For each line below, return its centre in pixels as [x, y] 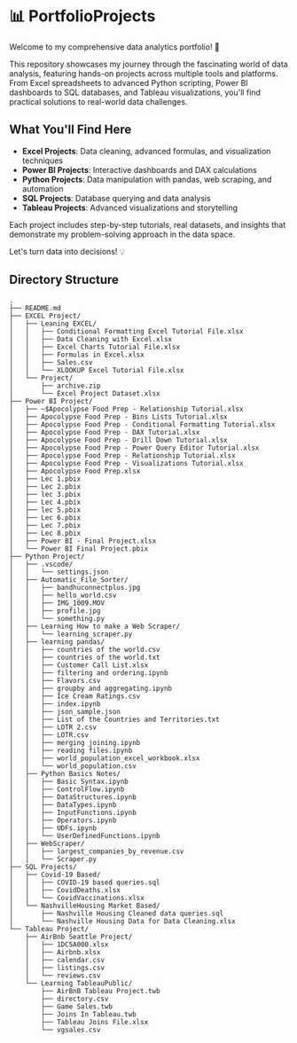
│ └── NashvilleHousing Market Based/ [85, 906]
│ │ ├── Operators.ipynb [63, 820]
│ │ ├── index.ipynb [55, 704]
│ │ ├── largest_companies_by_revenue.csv [97, 851]
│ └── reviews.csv [63, 976]
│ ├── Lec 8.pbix [45, 533]
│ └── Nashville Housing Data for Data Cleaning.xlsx [123, 921]
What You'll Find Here [70, 130]
